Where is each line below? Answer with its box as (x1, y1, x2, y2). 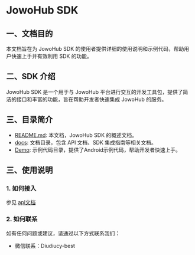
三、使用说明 (6, 165, 53, 175)
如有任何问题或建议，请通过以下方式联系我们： (6, 230, 120, 237)
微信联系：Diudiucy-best (14, 242, 75, 249)
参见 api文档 (6, 199, 36, 206)
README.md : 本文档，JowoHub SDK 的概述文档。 (14, 131, 138, 139)
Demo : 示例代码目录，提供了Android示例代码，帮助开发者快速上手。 (14, 146, 181, 153)
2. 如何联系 (6, 215, 38, 223)
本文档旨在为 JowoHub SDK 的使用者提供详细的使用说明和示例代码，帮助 (6, 45, 184, 52)
